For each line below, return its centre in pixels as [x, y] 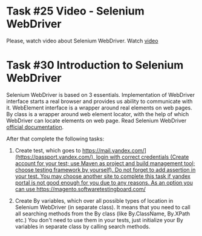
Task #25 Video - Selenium [75, 11]
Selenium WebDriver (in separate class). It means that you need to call [103, 207]
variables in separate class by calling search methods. [83, 226]
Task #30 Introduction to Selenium [95, 65]
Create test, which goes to [48, 150]
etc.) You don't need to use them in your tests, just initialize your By [99, 220]
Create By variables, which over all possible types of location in [94, 200]
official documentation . [35, 127]
